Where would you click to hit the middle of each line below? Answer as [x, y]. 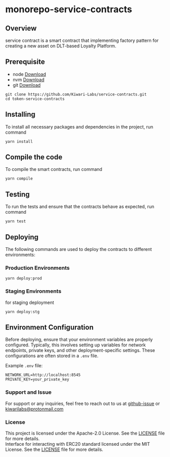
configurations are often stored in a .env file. [52, 356]
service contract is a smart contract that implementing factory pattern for [82, 40]
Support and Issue [29, 392]
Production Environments [37, 268]
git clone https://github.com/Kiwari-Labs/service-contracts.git [76, 94]
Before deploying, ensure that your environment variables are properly [79, 340]
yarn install [19, 141]
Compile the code [34, 157]
